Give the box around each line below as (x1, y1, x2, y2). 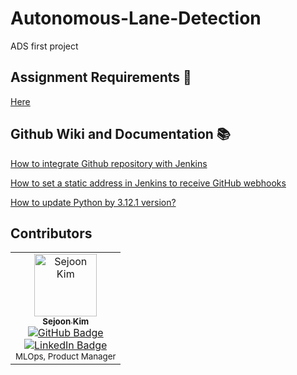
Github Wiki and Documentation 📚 (10, 126, 231, 143)
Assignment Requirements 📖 (10, 69, 192, 86)
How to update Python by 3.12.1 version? (10, 196, 177, 208)
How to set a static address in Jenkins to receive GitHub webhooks (10, 177, 287, 189)
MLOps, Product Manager (15, 351, 117, 362)
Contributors (10, 225, 93, 242)
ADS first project (10, 40, 79, 52)
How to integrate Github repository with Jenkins (10, 157, 208, 169)
